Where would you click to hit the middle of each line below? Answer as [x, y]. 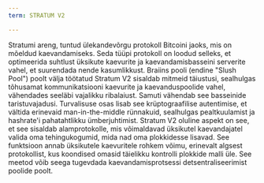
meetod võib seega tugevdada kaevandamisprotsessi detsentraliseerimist [128, 162]
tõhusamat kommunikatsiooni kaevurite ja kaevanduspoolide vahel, [117, 87]
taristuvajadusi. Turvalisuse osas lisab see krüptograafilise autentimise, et [128, 103]
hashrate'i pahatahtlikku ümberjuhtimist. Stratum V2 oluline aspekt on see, [129, 120]
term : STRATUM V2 [37, 15]
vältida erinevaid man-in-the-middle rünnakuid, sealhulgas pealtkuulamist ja [132, 112]
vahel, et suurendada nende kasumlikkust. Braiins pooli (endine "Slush [122, 70]
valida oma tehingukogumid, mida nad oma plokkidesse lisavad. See [119, 137]
